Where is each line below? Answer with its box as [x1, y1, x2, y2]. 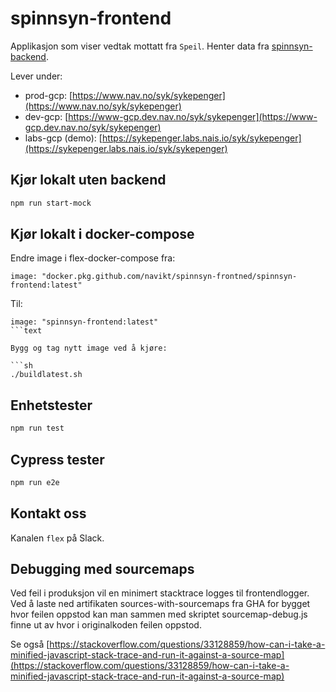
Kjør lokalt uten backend [10, 172, 167, 189]
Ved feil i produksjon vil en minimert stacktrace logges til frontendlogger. [10, 587, 310, 599]
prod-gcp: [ [24, 89, 73, 101]
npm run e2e [10, 477, 60, 487]
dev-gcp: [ [24, 110, 69, 122]
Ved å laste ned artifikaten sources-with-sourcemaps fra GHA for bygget [10, 598, 311, 610]
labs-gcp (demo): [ [24, 132, 103, 144]
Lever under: [10, 70, 63, 82]
